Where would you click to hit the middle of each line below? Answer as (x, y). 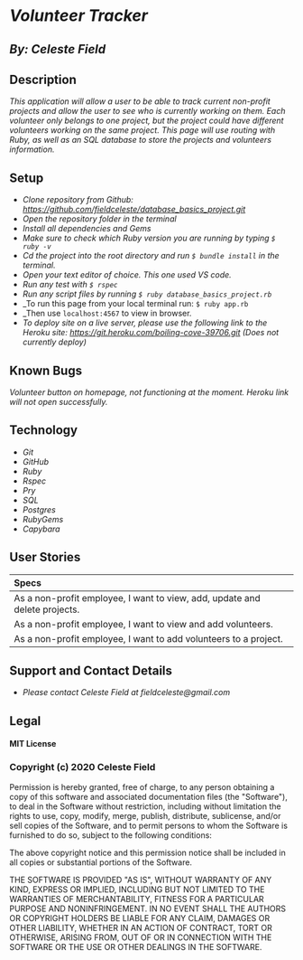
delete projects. (47, 609)
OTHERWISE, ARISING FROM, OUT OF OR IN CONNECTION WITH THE (141, 937)
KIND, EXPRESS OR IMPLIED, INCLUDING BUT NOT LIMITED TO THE (137, 889)
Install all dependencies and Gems (87, 229)
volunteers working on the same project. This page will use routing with (142, 130)
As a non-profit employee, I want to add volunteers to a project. (148, 638)
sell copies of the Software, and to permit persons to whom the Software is (149, 825)
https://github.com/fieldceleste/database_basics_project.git (134, 210)
